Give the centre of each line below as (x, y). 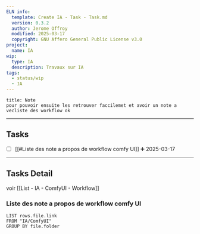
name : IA (22, 51)
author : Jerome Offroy (40, 28)
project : (17, 45)
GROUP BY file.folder (33, 226)
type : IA (22, 61)
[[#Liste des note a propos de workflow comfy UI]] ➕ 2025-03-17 (95, 149)
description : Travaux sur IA (48, 67)
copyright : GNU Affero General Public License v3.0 (77, 39)
